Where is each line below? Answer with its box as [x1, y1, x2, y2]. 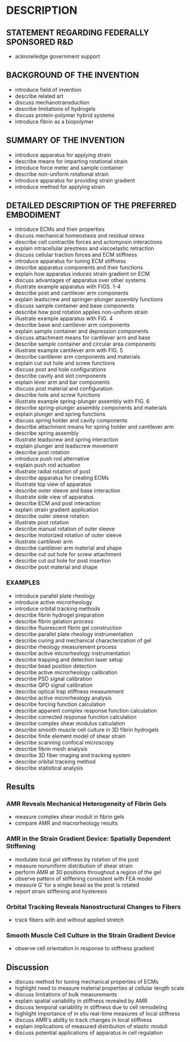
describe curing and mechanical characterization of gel [14, 636, 151, 644]
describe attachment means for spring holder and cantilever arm [14, 424, 174, 431]
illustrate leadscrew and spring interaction [14, 436, 118, 443]
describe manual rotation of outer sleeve [14, 525, 115, 533]
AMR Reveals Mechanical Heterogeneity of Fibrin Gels [6, 800, 167, 808]
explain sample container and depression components [14, 328, 149, 335]
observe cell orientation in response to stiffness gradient [14, 945, 154, 952]
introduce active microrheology [14, 598, 93, 606]
